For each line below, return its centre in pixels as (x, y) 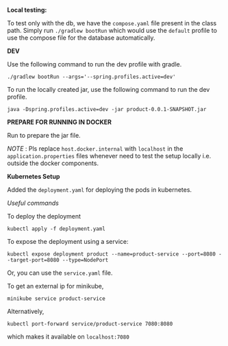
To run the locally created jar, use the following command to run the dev (109, 89)
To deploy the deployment (44, 216)
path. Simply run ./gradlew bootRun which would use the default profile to (112, 30)
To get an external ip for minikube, (55, 286)
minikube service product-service (56, 299)
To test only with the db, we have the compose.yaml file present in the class (112, 23)
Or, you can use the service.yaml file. (60, 273)
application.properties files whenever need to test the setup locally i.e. (109, 156)
